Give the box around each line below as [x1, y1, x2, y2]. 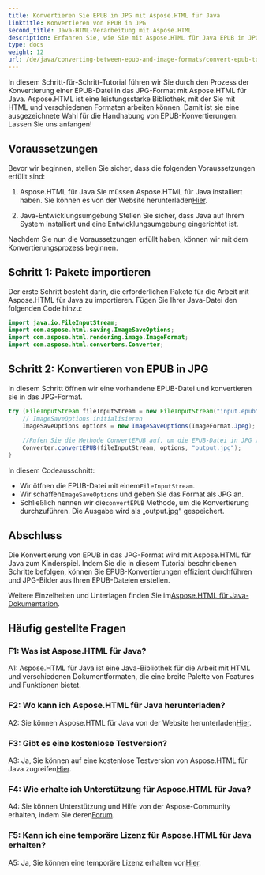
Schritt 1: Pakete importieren [8, 266, 151, 279]
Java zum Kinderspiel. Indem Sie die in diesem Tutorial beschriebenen [8, 558, 237, 568]
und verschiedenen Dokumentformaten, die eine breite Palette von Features [8, 672, 255, 681]
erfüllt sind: [8, 172, 46, 181]
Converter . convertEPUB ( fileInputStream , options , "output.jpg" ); [22, 444, 242, 452]
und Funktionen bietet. [8, 681, 81, 690]
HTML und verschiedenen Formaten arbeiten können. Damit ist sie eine [8, 102, 240, 111]
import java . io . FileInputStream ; [8, 319, 118, 326]
